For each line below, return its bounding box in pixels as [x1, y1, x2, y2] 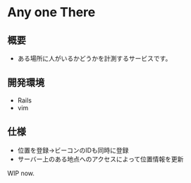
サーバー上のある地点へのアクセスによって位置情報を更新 [17, 155, 184, 163]
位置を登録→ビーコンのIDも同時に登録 [17, 146, 129, 154]
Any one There [7, 4, 96, 20]
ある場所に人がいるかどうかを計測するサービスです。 [17, 54, 172, 62]
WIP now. [7, 169, 35, 177]
